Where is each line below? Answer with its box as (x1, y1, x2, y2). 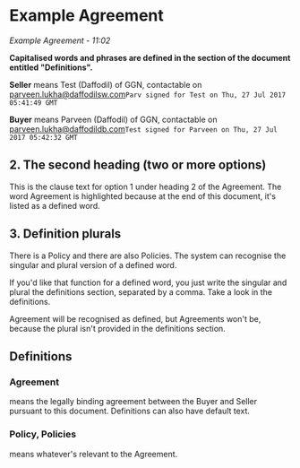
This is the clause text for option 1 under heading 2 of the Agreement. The (9, 181, 282, 192)
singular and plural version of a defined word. (9, 259, 177, 270)
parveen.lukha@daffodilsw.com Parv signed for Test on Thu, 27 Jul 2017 (9, 89, 287, 100)
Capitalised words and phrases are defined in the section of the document (9, 52, 291, 63)
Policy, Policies (9, 428, 77, 440)
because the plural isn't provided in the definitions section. (9, 323, 226, 334)
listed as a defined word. (9, 200, 100, 211)
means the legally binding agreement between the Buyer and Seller (9, 396, 258, 407)
